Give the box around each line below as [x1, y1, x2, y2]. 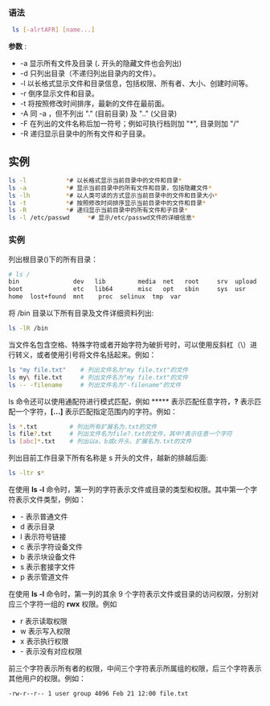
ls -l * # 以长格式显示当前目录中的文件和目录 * [8, 176, 182, 184]
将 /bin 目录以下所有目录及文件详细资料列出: [8, 308, 154, 318]
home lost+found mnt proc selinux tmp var [8, 293, 182, 301]
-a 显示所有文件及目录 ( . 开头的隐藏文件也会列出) [19, 59, 182, 68]
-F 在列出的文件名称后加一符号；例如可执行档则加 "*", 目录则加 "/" [19, 119, 239, 129]
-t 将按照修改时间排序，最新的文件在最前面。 [19, 99, 169, 109]
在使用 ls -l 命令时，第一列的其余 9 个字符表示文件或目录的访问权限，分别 [8, 589, 252, 599]
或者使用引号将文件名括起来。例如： [35, 350, 157, 359]
